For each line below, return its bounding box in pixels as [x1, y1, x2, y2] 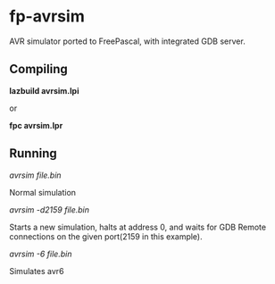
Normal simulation [9, 187, 77, 197]
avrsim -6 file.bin [9, 248, 72, 259]
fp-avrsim [9, 6, 85, 27]
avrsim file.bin [9, 170, 62, 180]
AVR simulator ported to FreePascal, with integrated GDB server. [9, 36, 246, 46]
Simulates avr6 [9, 265, 64, 276]
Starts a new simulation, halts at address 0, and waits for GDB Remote [9, 221, 266, 232]
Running [9, 146, 58, 162]
